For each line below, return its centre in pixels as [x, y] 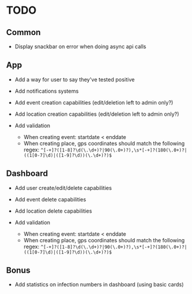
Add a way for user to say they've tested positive [75, 79]
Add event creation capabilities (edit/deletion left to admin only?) [94, 102]
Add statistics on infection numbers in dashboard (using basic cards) [99, 284]
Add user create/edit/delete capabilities [63, 188]
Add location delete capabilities [53, 211]
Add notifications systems [47, 91]
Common [23, 32]
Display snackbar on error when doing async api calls [81, 46]
